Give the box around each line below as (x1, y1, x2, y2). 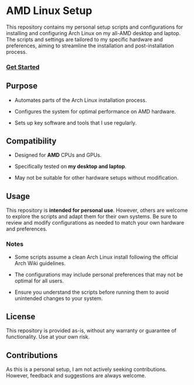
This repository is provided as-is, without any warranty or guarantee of (6, 327, 177, 334)
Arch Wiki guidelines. (14, 259, 66, 267)
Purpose (6, 81, 38, 91)
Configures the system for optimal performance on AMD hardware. (14, 108, 176, 115)
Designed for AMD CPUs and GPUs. (14, 152, 102, 159)
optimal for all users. (14, 277, 64, 284)
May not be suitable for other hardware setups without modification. (14, 174, 179, 181)
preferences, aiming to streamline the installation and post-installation (6, 42, 174, 49)
